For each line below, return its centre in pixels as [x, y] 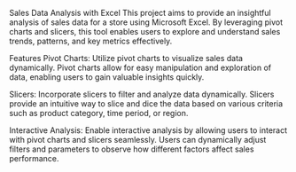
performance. [34, 158]
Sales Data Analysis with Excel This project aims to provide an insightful [140, 13]
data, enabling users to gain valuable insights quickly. [107, 77]
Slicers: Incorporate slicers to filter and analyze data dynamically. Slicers [142, 94]
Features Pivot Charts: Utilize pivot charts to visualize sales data [126, 58]
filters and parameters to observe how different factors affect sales [132, 149]
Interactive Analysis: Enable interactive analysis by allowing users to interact [148, 130]
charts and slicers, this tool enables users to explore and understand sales [145, 31]
